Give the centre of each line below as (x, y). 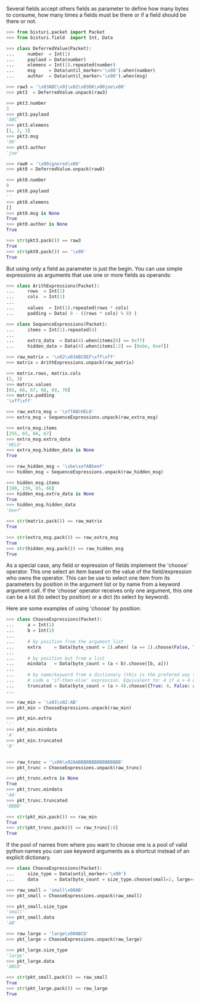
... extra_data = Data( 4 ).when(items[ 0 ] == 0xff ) (76, 341)
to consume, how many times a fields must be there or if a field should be (96, 15)
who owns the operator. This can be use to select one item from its (88, 578)
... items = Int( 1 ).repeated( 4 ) (51, 330)
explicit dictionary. (29, 857)
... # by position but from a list (56, 658)
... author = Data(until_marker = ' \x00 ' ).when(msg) (77, 76)
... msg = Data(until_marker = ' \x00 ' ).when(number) (81, 71)
